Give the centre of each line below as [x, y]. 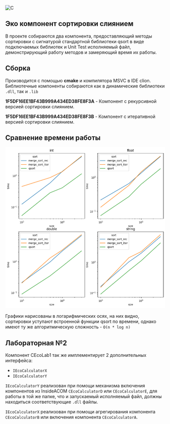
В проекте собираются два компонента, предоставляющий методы [79, 36]
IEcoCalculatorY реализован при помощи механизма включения [75, 386]
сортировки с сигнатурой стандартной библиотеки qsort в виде [75, 41]
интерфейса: [19, 360]
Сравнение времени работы [53, 138]
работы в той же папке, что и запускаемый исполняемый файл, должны [84, 396]
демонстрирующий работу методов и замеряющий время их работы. [81, 52]
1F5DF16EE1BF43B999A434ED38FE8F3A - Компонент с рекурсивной [81, 101]
